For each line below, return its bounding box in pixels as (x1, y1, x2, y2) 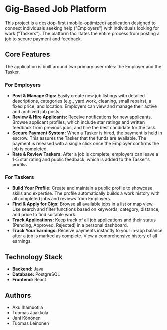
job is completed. (12, 146, 48, 152)
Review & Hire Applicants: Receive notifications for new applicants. (12, 114, 152, 120)
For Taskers (5, 173, 34, 180)
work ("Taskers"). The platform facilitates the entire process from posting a (5, 30, 160, 36)
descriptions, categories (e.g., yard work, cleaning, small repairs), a (12, 98, 151, 104)
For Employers (5, 81, 41, 88)
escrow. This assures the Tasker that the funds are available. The (12, 135, 146, 141)
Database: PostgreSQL (12, 271, 60, 277)
